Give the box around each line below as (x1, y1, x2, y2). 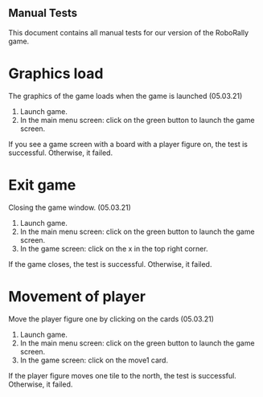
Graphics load (8, 64, 104, 83)
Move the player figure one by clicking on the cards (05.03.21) (8, 313, 215, 324)
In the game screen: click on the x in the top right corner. (19, 244, 208, 253)
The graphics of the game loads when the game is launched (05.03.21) (8, 91, 243, 100)
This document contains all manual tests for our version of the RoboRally (8, 27, 249, 37)
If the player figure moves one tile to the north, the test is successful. (8, 370, 237, 380)
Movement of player (8, 287, 146, 305)
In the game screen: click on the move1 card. (19, 355, 169, 365)
